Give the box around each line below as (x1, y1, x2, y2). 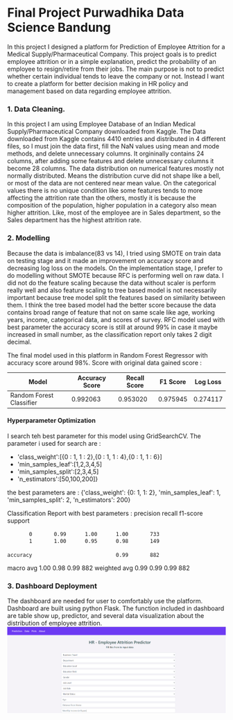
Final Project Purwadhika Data (7, 5, 184, 21)
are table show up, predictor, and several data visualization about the (7, 612, 205, 620)
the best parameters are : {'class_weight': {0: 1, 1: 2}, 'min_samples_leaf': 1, (7, 488, 221, 496)
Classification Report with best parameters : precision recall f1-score (7, 509, 203, 517)
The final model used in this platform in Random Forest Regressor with (7, 351, 208, 359)
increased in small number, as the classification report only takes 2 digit (7, 330, 212, 338)
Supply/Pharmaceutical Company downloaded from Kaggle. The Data (7, 127, 206, 136)
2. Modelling (7, 233, 51, 243)
